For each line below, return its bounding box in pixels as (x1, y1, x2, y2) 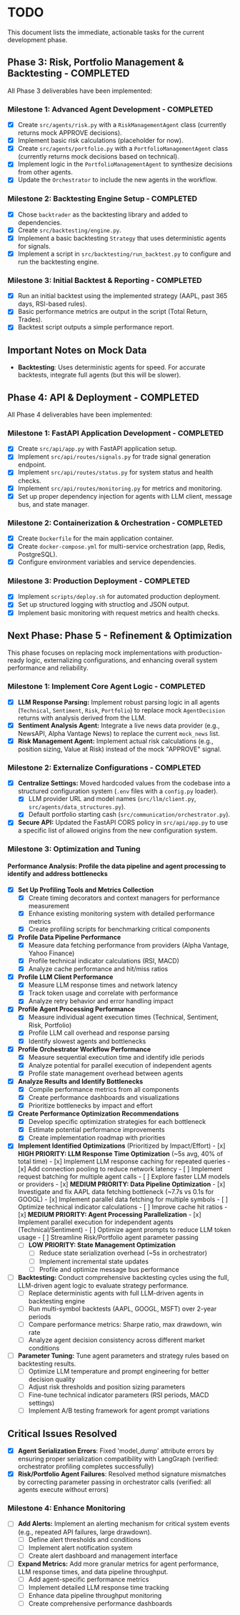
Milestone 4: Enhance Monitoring (7, 1504, 126, 1514)
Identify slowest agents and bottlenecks (28, 1037, 146, 1045)
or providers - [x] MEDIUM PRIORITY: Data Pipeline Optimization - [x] (17, 1180, 226, 1188)
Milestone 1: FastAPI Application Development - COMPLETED (7, 428, 224, 438)
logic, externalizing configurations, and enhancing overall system (26, 656, 218, 665)
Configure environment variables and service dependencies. (17, 558, 196, 567)
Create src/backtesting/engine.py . (17, 226, 121, 234)
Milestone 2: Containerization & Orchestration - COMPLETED (7, 517, 223, 527)
